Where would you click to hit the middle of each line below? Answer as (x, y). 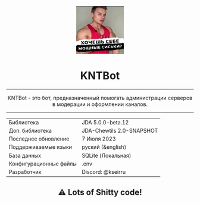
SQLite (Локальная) (107, 155)
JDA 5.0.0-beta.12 (105, 122)
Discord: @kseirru (104, 172)
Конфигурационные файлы (43, 164)
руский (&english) (104, 147)
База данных (25, 155)
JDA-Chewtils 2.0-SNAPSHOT (120, 130)
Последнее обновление (39, 139)
